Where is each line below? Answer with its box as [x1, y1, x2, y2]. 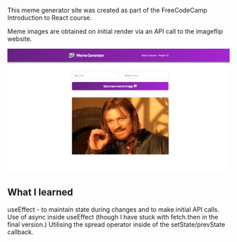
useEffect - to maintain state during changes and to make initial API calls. [7, 205, 220, 214]
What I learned [7, 186, 73, 198]
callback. [7, 227, 34, 236]
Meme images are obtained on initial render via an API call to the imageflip [7, 28, 224, 35]
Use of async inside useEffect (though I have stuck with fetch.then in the [7, 212, 219, 221]
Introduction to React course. [7, 13, 92, 22]
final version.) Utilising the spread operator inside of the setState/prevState [7, 220, 226, 229]
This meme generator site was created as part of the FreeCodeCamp [7, 6, 208, 14]
